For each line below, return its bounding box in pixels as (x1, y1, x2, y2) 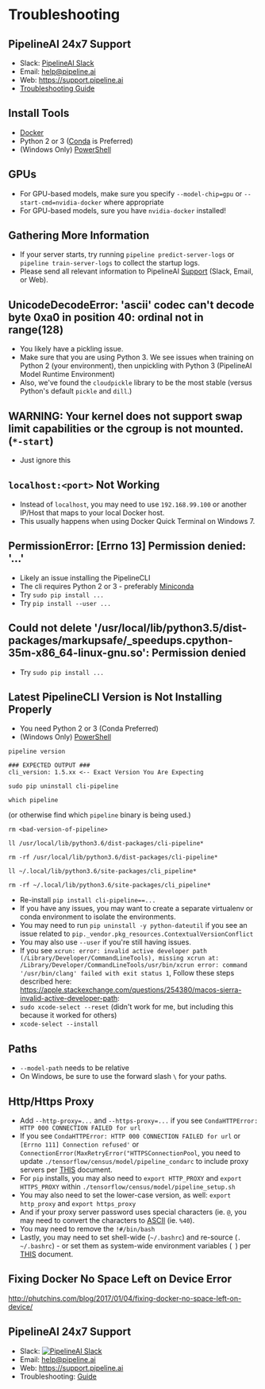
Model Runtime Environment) (19, 370, 115, 379)
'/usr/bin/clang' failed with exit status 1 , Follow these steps (19, 968, 235, 978)
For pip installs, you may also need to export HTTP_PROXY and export (19, 1173, 242, 1182)
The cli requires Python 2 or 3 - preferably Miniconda (19, 581, 194, 591)
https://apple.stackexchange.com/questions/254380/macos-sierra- (19, 985, 242, 995)
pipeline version (8, 747, 66, 756)
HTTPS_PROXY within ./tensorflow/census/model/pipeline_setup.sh (19, 1181, 236, 1191)
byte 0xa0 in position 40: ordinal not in (8, 310, 204, 324)
